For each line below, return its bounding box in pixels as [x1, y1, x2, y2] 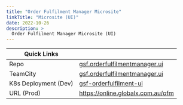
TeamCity [9, 70, 36, 78]
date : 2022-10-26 [6, 20, 50, 26]
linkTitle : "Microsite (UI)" [6, 14, 79, 20]
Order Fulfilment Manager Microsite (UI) [11, 31, 117, 37]
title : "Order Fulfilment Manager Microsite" [6, 8, 121, 15]
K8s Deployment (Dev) [9, 79, 74, 88]
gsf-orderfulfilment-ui [79, 79, 144, 88]
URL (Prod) [9, 89, 41, 97]
